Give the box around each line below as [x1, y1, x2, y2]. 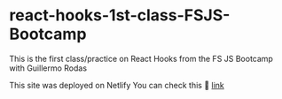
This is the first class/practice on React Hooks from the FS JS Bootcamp [9, 53, 273, 64]
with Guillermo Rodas [9, 63, 87, 73]
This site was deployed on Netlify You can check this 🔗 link [9, 80, 224, 90]
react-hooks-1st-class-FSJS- [9, 5, 231, 26]
